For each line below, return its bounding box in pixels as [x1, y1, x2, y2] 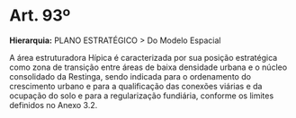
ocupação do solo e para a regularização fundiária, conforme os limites [9, 90, 274, 101]
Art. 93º [9, 5, 71, 26]
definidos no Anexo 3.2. [9, 99, 98, 110]
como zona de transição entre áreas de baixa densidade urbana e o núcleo [9, 62, 288, 72]
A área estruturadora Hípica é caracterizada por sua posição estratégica [9, 52, 278, 63]
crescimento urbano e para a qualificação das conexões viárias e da [9, 80, 263, 91]
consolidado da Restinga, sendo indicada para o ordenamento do [9, 71, 252, 81]
